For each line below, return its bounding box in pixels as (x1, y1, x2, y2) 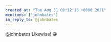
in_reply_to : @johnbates (5, 17, 58, 22)
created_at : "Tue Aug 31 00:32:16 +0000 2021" (5, 7, 106, 13)
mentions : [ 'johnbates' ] (5, 12, 58, 17)
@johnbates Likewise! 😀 (5, 31, 57, 37)
